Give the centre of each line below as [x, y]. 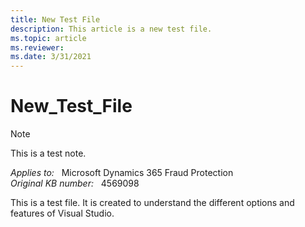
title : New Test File [55, 19]
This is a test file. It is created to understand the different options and [152, 203]
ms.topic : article [48, 38]
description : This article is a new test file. [111, 29]
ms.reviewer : [37, 47]
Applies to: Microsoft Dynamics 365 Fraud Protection [122, 173]
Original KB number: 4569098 [75, 183]
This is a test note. [48, 153]
